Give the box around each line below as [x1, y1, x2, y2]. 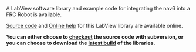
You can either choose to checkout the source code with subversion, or [6, 34, 184, 40]
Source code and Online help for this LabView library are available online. [6, 23, 183, 29]
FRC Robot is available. [6, 11, 62, 18]
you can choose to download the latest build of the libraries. [6, 40, 156, 46]
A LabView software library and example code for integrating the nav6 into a [6, 5, 191, 12]
